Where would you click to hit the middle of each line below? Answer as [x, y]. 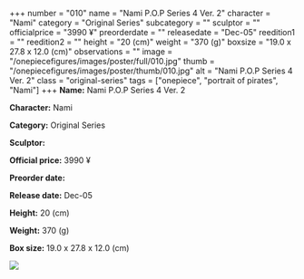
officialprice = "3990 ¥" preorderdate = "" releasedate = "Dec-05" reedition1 [152, 32]
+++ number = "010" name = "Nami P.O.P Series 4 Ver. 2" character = [140, 13]
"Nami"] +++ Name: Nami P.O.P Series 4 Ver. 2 [98, 90]
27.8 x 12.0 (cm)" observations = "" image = [91, 52]
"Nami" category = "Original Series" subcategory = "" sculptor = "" [135, 23]
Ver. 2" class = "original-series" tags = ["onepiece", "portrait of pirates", [144, 80]
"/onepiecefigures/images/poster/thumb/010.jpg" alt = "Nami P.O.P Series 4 [151, 71]
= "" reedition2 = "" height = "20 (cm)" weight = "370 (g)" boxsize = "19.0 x [151, 42]
